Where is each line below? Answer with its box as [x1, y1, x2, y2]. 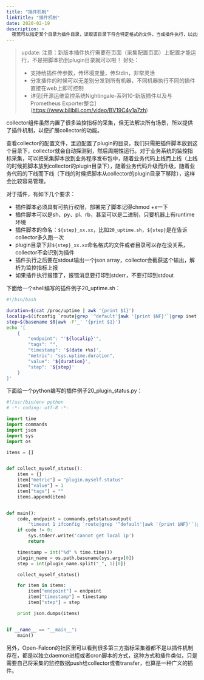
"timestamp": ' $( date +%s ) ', [28, 347, 102, 353]
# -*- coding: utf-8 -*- [6, 405, 69, 411]
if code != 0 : [17, 527, 53, 533]
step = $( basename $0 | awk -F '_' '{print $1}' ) [6, 319, 121, 325]
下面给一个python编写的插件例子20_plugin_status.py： [6, 387, 143, 395]
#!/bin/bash [6, 297, 36, 303]
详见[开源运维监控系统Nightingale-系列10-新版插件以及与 [30, 92, 173, 100]
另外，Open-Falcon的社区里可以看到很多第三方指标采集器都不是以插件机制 [6, 644, 193, 651]
